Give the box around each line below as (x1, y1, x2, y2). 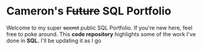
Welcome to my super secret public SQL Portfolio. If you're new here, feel (6, 24, 193, 31)
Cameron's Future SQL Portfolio (6, 4, 172, 18)
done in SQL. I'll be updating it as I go (6, 37, 101, 44)
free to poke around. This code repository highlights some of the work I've (6, 30, 196, 37)
